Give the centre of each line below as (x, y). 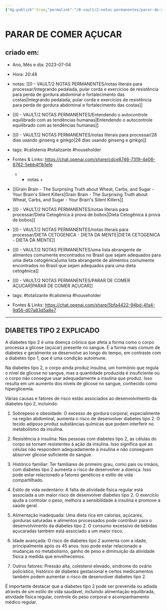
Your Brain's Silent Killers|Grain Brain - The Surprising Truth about (80, 194)
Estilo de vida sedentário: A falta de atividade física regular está (78, 490)
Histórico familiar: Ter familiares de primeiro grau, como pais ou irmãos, (86, 464)
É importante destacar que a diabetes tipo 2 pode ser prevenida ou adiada (81, 586)
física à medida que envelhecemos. (49, 556)
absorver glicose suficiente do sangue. (52, 455)
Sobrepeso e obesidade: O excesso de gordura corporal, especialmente (86, 413)
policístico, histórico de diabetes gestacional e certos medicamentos (83, 571)
